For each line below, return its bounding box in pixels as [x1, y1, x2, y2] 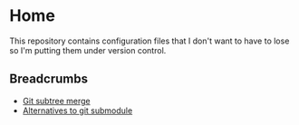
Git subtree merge [22, 95, 91, 106]
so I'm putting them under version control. [9, 44, 167, 55]
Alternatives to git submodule [22, 105, 133, 116]
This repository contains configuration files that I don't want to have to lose [9, 35, 290, 46]
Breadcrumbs [9, 72, 89, 87]
